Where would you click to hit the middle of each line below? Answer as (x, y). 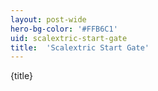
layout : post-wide (48, 19)
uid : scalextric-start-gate (69, 38)
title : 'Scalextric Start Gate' (80, 47)
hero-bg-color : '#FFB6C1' (64, 29)
